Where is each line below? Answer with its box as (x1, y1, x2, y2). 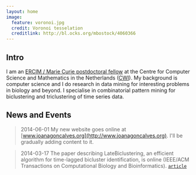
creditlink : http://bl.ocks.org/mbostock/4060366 (11, 31, 136, 37)
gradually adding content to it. (20, 138, 94, 145)
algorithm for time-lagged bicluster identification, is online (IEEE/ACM (20, 156, 190, 163)
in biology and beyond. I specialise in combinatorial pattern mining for (6, 87, 176, 94)
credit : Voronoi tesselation (11, 25, 83, 31)
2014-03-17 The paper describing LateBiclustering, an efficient (20, 150, 174, 157)
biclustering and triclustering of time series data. (6, 93, 125, 100)
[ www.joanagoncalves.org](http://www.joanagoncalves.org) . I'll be (20, 132, 183, 139)
